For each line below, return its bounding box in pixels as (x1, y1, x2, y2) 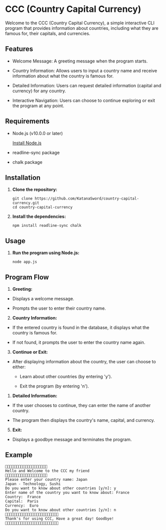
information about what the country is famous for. (12, 73, 114, 79)
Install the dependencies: (12, 213, 66, 219)
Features (5, 45, 33, 53)
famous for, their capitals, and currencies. (5, 30, 91, 36)
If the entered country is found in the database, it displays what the (12, 325, 150, 331)
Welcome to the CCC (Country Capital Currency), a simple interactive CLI (5, 20, 155, 26)
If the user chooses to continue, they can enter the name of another (12, 402, 151, 408)
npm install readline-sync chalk (12, 223, 82, 228)
